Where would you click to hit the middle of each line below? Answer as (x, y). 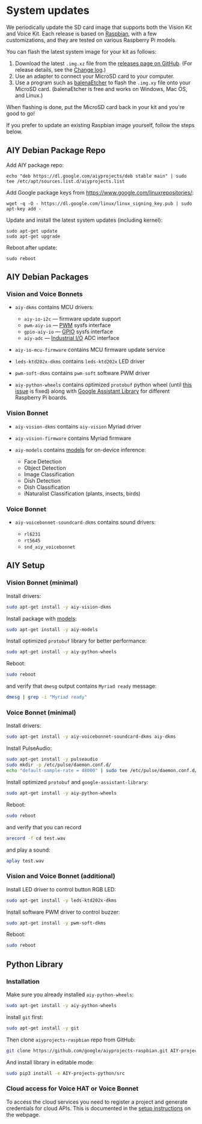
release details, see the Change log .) (60, 69)
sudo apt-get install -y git (43, 1028)
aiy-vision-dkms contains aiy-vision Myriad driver (78, 426)
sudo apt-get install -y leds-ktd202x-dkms (62, 900)
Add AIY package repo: (35, 165)
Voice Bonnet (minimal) (41, 713)
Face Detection (43, 461)
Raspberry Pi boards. (41, 398)
